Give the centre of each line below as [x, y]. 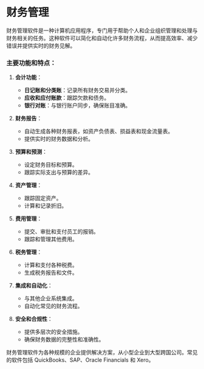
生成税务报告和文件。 [51, 273]
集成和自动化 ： [34, 286]
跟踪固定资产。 [43, 198]
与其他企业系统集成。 [51, 298]
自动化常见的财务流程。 [53, 306]
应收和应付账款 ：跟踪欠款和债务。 [67, 98]
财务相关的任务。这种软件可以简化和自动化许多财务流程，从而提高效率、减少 [102, 38]
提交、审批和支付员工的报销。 [61, 232]
